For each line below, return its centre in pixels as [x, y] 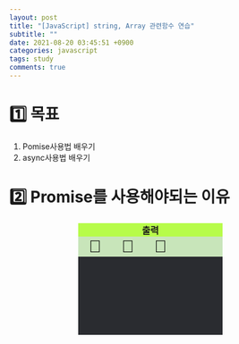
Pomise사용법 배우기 [59, 146]
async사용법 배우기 [56, 157]
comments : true [38, 68]
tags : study [31, 59]
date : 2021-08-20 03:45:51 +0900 [72, 42]
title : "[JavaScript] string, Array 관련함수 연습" [102, 26]
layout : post [34, 17]
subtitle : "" [34, 34]
